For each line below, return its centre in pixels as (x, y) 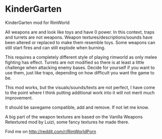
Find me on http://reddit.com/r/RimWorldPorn (51, 131)
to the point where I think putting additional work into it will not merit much (80, 93)
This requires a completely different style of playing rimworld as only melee (81, 57)
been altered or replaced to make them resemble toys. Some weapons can (80, 42)
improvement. (19, 98)
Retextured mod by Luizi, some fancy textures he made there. (67, 122)
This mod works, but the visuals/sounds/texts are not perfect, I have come (80, 87)
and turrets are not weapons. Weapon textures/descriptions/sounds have (79, 37)
